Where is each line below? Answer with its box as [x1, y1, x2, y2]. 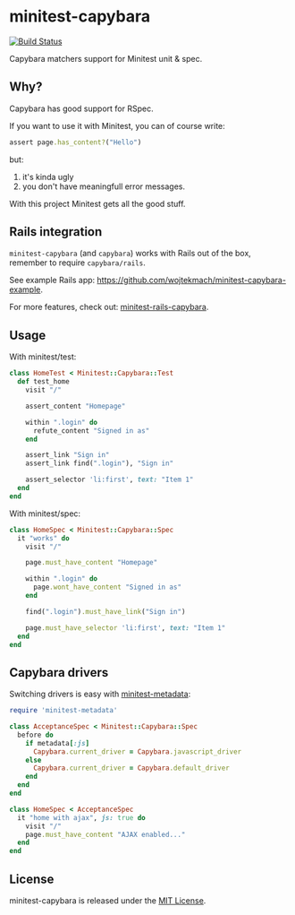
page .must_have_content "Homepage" [25, 558, 158, 567]
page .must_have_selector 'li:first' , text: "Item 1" [25, 623, 226, 633]
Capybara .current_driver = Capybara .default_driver [32, 764, 230, 773]
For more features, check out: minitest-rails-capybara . [9, 302, 209, 313]
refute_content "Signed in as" [32, 426, 150, 436]
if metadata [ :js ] [25, 738, 90, 747]
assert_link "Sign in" [25, 451, 110, 460]
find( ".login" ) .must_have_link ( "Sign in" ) [25, 607, 186, 616]
